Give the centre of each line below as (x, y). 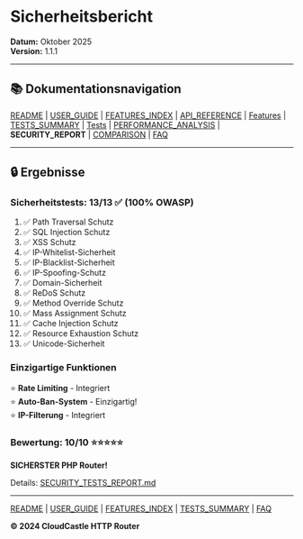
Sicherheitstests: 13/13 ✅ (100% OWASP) (102, 203)
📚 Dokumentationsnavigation (96, 89)
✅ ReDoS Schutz (54, 293)
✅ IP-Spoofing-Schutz (65, 273)
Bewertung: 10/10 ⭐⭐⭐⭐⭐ (67, 442)
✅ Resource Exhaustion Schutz (81, 333)
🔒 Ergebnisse (48, 173)
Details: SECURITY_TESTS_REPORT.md (83, 483)
